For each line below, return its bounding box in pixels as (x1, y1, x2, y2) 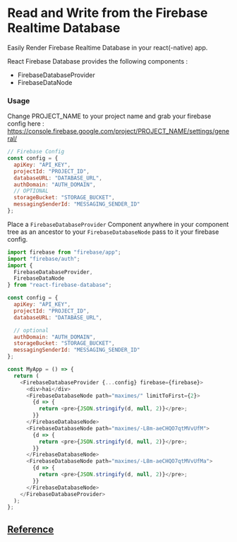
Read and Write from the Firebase (7, 5, 208, 21)
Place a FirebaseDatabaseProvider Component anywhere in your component (7, 220, 229, 228)
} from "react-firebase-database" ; (7, 281, 112, 289)
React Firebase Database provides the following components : (7, 57, 188, 65)
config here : (7, 119, 44, 128)
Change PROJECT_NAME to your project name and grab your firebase (7, 112, 212, 121)
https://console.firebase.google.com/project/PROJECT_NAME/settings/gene (7, 127, 230, 136)
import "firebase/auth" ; (7, 255, 80, 262)
